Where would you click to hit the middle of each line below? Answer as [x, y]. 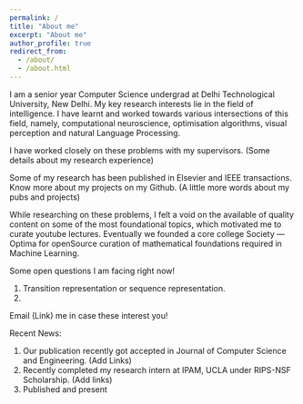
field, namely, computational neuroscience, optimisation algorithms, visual [148, 123]
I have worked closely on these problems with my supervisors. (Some [140, 150]
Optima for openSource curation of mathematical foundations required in [146, 243]
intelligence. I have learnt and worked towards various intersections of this [149, 113]
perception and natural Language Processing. [95, 133]
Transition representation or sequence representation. [124, 288]
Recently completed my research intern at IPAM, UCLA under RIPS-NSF [157, 370]
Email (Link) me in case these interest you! [89, 315]
